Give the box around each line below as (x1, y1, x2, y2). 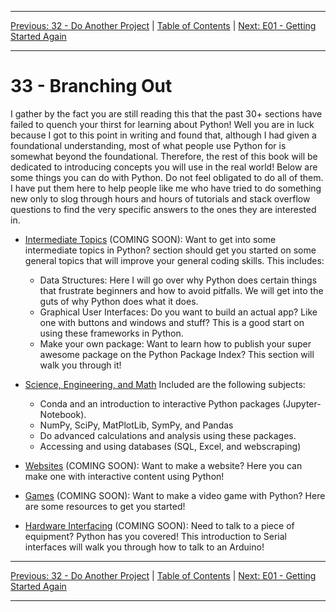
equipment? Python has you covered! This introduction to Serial (24, 530, 288, 542)
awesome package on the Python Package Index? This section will (39, 348, 315, 360)
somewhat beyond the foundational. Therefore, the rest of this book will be (10, 150, 318, 162)
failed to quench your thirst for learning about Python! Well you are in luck (10, 118, 315, 130)
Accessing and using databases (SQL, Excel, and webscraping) (39, 440, 302, 452)
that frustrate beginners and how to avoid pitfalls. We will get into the (39, 284, 324, 296)
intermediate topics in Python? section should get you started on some (24, 244, 317, 256)
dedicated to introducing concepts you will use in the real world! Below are (10, 161, 318, 173)
